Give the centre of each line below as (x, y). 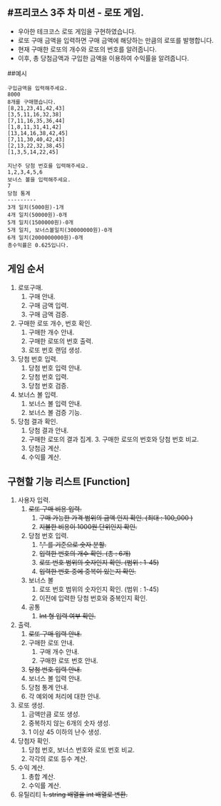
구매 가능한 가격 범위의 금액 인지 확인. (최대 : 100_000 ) (116, 518)
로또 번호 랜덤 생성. (55, 350)
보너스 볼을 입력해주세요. (39, 180)
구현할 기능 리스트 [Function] (69, 482)
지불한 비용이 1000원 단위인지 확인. (88, 527)
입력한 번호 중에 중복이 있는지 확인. (88, 571)
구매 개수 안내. (59, 652)
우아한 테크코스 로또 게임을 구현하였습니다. (77, 31)
